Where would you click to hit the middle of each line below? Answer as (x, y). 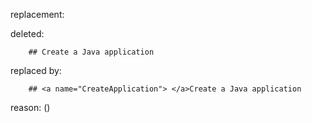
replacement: (37, 14)
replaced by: (36, 70)
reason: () (30, 107)
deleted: (27, 33)
